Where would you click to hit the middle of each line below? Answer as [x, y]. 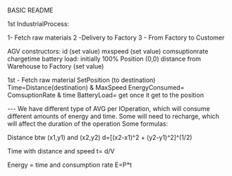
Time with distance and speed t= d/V [61, 151]
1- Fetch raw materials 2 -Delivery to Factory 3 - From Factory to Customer [116, 37]
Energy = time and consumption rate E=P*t [70, 165]
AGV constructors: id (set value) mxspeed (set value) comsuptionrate [108, 51]
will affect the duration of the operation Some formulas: [87, 124]
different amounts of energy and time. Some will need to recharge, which [114, 116]
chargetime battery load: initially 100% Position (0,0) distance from [104, 59]
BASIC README [30, 10]
